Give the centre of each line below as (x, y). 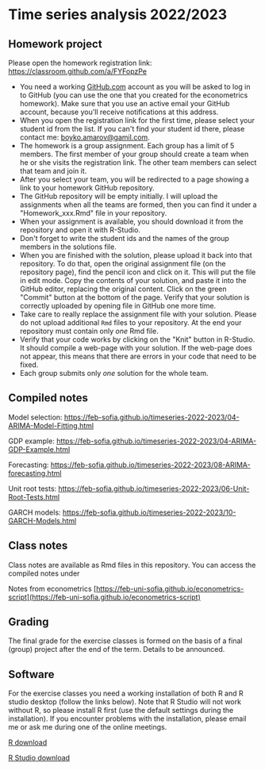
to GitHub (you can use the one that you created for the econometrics (134, 95)
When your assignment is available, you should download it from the (131, 221)
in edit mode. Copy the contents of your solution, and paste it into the (133, 280)
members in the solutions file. (68, 247)
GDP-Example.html (39, 449)
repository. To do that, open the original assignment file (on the (123, 264)
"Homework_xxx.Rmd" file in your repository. (93, 213)
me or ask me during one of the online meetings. (88, 727)
